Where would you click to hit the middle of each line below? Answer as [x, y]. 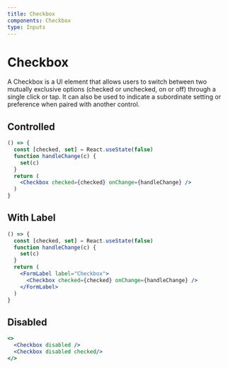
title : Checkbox [31, 14]
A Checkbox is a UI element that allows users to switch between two [107, 82]
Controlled [31, 127]
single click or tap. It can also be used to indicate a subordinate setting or [114, 97]
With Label [32, 218]
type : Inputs [27, 27]
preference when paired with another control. [74, 104]
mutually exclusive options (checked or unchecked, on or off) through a [112, 89]
